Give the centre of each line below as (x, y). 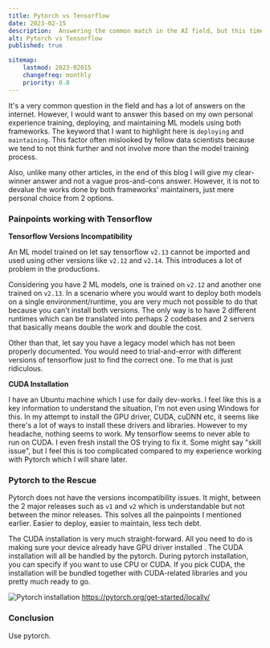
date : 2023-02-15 (37, 23)
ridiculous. (26, 368)
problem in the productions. (54, 269)
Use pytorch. (30, 635)
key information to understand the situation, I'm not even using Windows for (134, 408)
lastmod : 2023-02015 (57, 68)
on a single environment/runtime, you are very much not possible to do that (133, 301)
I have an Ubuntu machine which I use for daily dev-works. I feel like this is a (135, 400)
